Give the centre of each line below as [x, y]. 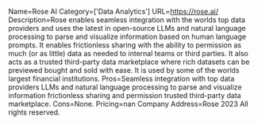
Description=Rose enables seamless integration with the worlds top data [127, 20]
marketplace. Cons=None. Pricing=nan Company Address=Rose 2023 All [128, 104]
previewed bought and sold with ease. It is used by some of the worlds [124, 70]
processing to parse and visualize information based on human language [127, 36]
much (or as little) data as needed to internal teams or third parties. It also [128, 53]
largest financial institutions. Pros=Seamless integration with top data [121, 79]
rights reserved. [35, 112]
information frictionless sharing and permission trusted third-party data [125, 95]
